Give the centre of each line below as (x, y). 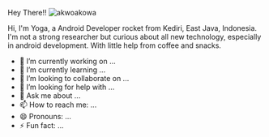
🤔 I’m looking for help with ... (67, 87)
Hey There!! (27, 13)
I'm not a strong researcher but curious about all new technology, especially (134, 37)
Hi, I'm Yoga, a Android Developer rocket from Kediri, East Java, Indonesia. (132, 28)
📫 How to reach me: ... (58, 105)
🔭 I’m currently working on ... (67, 61)
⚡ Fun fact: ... (41, 125)
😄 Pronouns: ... (45, 116)
